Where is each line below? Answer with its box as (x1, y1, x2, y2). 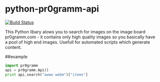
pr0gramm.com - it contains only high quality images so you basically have (5, 34, 156, 40)
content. (5, 44, 22, 50)
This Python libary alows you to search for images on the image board (5, 29, 146, 34)
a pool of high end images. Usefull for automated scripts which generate (5, 39, 150, 45)
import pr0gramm (5, 63, 38, 68)
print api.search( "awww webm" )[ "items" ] (5, 72, 89, 77)
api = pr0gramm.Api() (5, 67, 49, 72)
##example (5, 53, 28, 59)
